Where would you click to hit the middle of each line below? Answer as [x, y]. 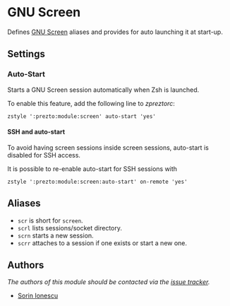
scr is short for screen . [50, 220]
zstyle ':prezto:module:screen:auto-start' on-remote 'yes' [98, 182]
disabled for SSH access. [44, 155]
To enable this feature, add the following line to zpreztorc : [91, 103]
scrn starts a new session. [55, 235]
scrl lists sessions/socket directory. [69, 228]
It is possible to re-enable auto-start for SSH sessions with [92, 169]
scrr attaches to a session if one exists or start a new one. [102, 243]
